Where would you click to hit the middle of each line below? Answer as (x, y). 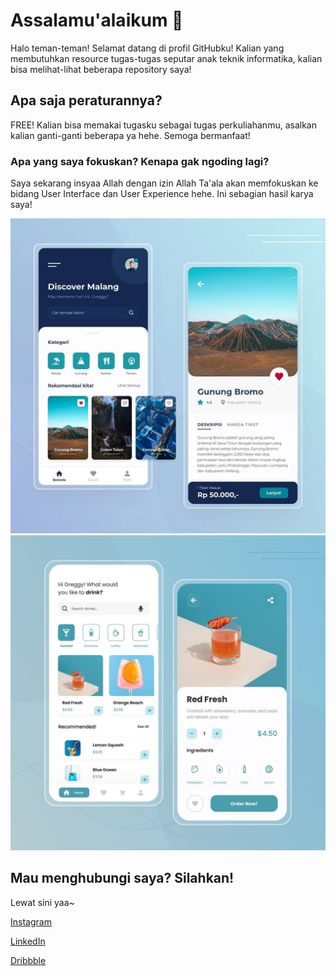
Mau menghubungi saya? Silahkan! (122, 878)
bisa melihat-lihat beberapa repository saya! (101, 69)
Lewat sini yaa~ (42, 902)
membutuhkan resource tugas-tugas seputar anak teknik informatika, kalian (166, 58)
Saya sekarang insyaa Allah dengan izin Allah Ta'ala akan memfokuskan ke (164, 183)
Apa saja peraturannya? (86, 100)
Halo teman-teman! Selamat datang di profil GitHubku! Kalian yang (147, 48)
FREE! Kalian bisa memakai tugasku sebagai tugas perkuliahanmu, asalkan (163, 125)
